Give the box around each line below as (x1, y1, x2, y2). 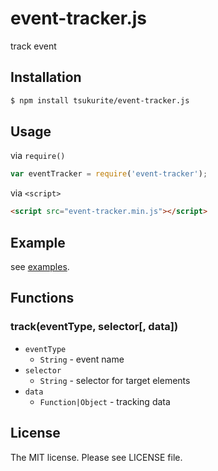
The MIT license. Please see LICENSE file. (10, 451, 183, 463)
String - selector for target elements (39, 374, 191, 386)
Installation (10, 69, 82, 86)
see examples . (10, 261, 70, 272)
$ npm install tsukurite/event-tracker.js (10, 95, 190, 106)
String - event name (39, 353, 125, 365)
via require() (10, 150, 66, 162)
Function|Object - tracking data (39, 395, 171, 407)
